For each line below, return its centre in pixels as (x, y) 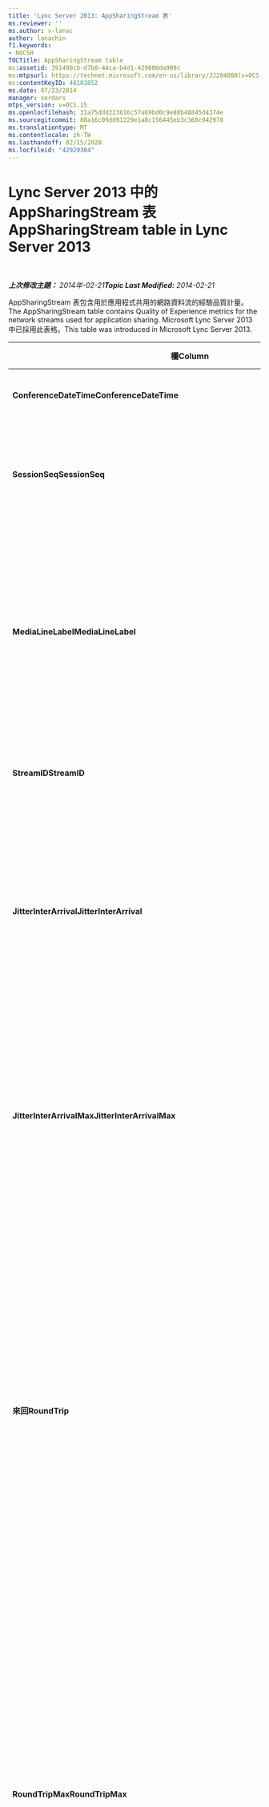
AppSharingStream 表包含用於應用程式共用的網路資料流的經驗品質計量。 (128, 302)
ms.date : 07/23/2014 (43, 90)
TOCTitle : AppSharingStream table (66, 61)
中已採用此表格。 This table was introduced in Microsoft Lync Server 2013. (130, 329)
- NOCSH (21, 53)
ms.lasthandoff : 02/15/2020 (55, 142)
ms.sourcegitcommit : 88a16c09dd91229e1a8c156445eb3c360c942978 (116, 120)
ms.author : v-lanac (41, 30)
